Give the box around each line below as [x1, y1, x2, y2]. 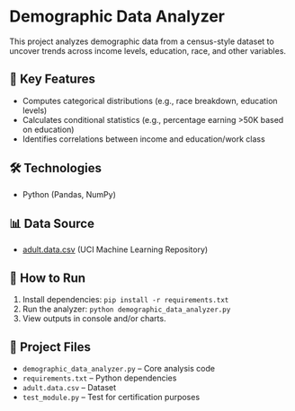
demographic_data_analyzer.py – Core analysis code [22, 363, 216, 373]
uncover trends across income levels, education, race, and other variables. [9, 45, 286, 56]
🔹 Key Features [9, 72, 96, 87]
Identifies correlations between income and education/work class [22, 133, 265, 144]
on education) [22, 124, 75, 135]
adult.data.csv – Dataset [22, 382, 117, 392]
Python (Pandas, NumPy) [22, 188, 117, 199]
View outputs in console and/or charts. [22, 313, 166, 324]
